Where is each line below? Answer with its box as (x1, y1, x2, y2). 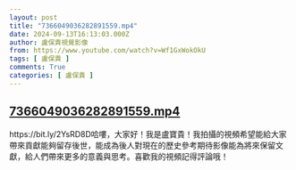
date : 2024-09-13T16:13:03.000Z (9, 29, 130, 38)
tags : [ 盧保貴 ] (9, 54, 70, 63)
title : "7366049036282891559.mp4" (9, 21, 139, 30)
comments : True (9, 63, 66, 72)
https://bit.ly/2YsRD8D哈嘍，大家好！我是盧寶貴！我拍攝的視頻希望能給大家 (9, 128, 288, 139)
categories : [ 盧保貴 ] (9, 71, 94, 80)
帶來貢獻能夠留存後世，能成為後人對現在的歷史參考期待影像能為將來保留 (9, 140, 275, 150)
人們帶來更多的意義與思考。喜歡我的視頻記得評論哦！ (32, 150, 229, 161)
